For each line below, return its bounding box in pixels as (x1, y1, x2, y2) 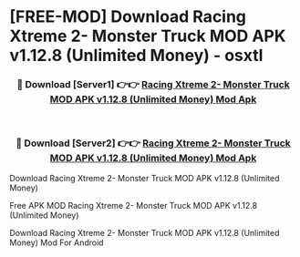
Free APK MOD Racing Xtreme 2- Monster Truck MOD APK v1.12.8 (9, 200, 258, 211)
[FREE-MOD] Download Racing (9, 6, 247, 27)
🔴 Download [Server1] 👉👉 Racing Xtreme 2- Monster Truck (16, 78, 290, 91)
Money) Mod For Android (9, 237, 104, 248)
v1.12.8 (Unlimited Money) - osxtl (9, 46, 264, 66)
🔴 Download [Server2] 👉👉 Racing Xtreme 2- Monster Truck (16, 137, 291, 149)
